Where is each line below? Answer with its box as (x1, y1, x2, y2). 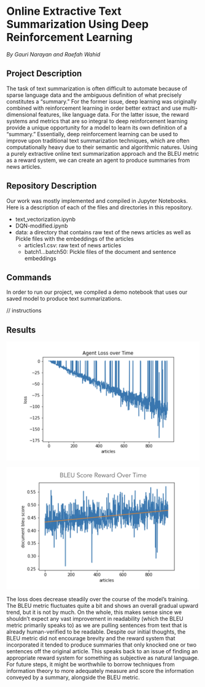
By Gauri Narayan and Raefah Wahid (6, 50, 101, 58)
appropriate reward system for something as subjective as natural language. (6, 654, 199, 662)
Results (6, 324, 36, 335)
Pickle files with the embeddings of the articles (15, 235, 134, 242)
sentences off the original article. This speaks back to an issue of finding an (6, 648, 198, 655)
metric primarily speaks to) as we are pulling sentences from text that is (6, 621, 188, 629)
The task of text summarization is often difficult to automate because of (6, 85, 187, 92)
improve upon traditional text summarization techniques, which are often (6, 137, 190, 144)
